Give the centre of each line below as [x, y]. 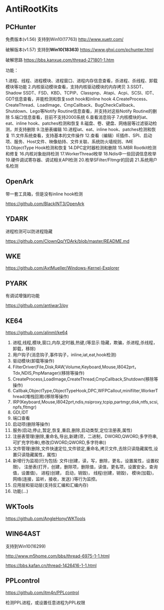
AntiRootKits [32, 9]
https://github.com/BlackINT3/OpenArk [45, 204]
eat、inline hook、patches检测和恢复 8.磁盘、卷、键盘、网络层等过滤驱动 [79, 123]
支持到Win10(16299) [26, 546]
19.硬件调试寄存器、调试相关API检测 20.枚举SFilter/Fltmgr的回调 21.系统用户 [82, 160]
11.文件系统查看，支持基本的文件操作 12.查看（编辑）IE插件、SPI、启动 [82, 135]
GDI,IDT [20, 412]
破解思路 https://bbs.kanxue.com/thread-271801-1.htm [60, 60]
